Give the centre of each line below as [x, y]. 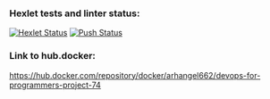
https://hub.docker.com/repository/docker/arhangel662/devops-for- [135, 75]
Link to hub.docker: [53, 56]
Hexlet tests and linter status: [75, 13]
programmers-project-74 [55, 85]
